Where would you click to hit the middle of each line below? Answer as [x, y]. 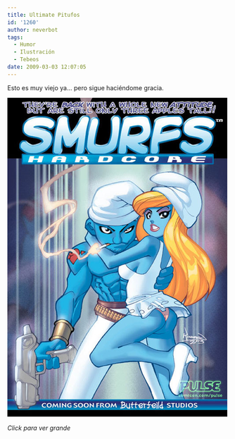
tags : [15, 37]
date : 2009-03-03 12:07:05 [47, 67]
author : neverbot [33, 30]
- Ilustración [34, 52]
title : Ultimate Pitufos [44, 15]
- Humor [25, 45]
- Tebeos [26, 60]
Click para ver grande [39, 428]
